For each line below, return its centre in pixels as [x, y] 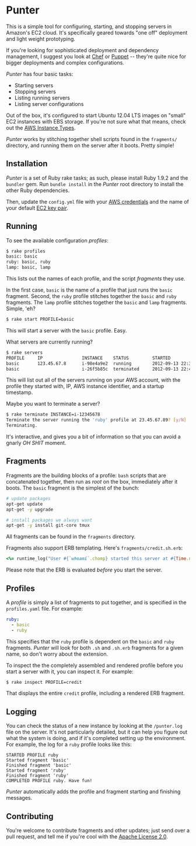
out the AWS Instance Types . [41, 128]
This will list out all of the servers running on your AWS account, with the [93, 380]
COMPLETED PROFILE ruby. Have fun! [49, 781]
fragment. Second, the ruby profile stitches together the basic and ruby [91, 296]
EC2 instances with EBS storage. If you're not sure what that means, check [96, 121]
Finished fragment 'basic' [39, 765]
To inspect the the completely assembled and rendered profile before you [94, 665]
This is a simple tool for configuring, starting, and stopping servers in [89, 26]
